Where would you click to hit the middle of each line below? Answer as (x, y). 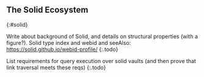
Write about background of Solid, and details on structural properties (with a (102, 36)
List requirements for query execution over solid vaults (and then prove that (101, 61)
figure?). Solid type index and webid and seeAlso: (69, 42)
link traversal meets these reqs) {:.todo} (56, 67)
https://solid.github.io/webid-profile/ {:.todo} (62, 49)
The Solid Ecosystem (47, 10)
